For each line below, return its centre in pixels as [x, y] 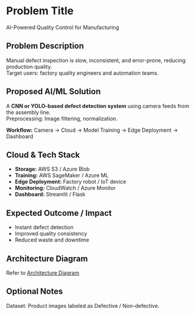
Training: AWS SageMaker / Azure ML [62, 176]
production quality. [29, 66]
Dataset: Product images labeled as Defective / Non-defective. [83, 306]
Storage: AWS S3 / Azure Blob [52, 169]
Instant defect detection [44, 227]
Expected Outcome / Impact [59, 213]
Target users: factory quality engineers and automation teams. [82, 73]
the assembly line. [29, 112]
